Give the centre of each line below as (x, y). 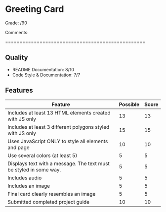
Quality (17, 58)
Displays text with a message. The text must (59, 163)
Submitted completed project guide (49, 202)
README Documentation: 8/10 (43, 69)
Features (19, 90)
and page (19, 147)
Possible (129, 104)
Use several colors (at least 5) (42, 156)
